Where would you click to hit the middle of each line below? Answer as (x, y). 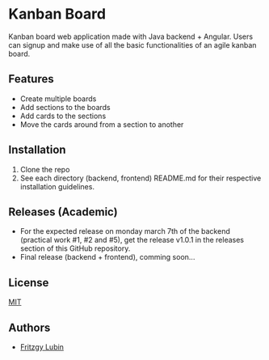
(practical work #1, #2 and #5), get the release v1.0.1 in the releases (132, 240)
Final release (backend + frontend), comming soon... (107, 257)
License (29, 283)
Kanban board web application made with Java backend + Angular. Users (130, 36)
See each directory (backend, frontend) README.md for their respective (141, 178)
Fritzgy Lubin (42, 347)
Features (31, 79)
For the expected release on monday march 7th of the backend (125, 231)
